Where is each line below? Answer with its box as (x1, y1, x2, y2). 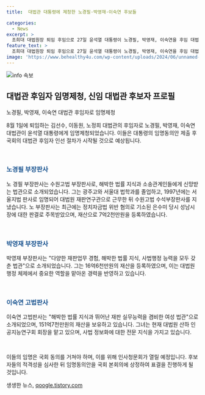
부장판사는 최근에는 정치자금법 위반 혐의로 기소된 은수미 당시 (35, 203, 179, 211)
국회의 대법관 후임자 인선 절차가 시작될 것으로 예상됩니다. (6, 137, 142, 144)
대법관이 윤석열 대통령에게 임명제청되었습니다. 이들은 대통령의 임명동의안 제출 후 (6, 129, 197, 136)
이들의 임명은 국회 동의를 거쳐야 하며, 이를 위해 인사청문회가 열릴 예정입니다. (6, 353, 187, 361)
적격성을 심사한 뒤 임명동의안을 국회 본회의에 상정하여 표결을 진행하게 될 (22, 361, 194, 368)
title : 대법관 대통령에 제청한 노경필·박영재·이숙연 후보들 (6, 9, 137, 15)
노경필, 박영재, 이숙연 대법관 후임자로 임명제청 (6, 108, 116, 116)
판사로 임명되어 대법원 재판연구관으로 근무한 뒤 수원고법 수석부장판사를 (22, 195, 191, 203)
